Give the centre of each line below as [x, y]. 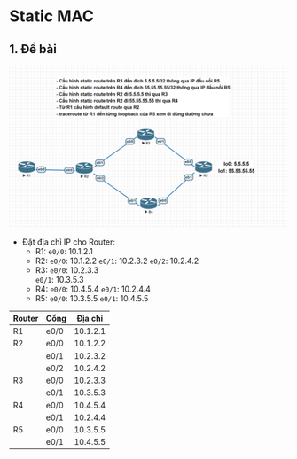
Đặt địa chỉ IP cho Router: [68, 242]
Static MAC [52, 16]
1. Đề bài [33, 49]
